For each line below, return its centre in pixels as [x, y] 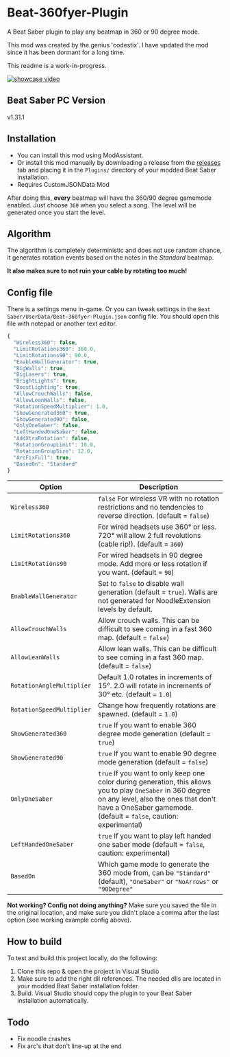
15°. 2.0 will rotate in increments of [155, 686]
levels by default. [125, 609]
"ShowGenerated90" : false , [52, 419]
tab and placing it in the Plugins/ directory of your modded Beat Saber [117, 170]
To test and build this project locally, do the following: [82, 958]
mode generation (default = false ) [153, 762]
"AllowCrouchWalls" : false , [53, 394]
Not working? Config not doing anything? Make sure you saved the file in [112, 905]
